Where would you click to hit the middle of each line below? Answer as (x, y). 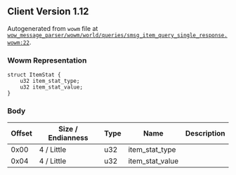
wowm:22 (19, 43)
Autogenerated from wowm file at (53, 28)
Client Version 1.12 (48, 12)
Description (205, 134)
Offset (22, 134)
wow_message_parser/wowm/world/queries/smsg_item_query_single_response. (118, 35)
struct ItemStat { (34, 75)
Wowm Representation (47, 60)
